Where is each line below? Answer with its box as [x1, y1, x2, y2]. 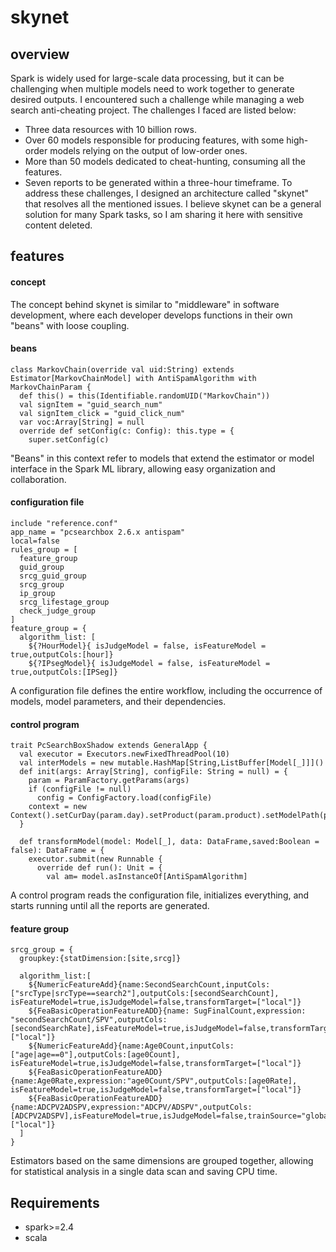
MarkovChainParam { [10, 382, 92, 392]
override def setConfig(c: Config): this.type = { [19, 426, 235, 436]
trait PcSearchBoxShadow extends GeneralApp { [10, 741, 208, 751]
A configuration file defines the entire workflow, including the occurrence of [10, 685, 323, 696]
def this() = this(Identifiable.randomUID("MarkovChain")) [19, 391, 271, 401]
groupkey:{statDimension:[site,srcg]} [19, 954, 182, 964]
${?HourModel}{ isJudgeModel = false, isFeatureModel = [28, 641, 267, 651]
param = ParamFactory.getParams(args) [28, 776, 190, 786]
